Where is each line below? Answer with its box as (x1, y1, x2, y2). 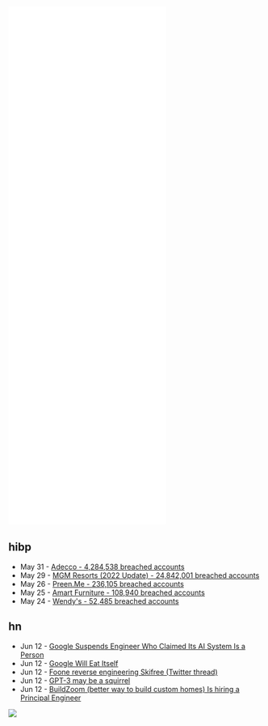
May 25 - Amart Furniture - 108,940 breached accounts (19, 588, 206, 597)
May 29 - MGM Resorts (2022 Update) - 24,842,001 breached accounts (19, 570, 260, 580)
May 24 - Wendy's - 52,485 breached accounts (19, 596, 179, 605)
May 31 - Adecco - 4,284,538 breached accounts (19, 562, 185, 571)
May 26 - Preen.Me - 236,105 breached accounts (19, 579, 184, 588)
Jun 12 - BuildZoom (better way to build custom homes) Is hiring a (19, 684, 240, 694)
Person (19, 650, 44, 660)
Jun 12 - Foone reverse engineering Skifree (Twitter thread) (19, 667, 218, 677)
